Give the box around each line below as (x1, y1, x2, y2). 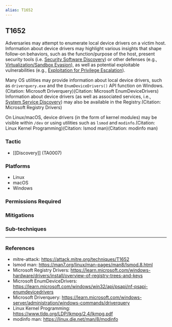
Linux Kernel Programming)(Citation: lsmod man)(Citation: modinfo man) (5, 125, 158, 131)
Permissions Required (5, 198, 61, 205)
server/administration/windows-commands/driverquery (12, 300, 130, 306)
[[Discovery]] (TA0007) (12, 150, 62, 156)
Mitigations (5, 211, 34, 218)
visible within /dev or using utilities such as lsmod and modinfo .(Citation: (5, 120, 155, 126)
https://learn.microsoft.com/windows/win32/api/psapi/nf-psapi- (12, 283, 148, 290)
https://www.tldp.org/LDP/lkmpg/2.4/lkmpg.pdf (12, 311, 113, 317)
